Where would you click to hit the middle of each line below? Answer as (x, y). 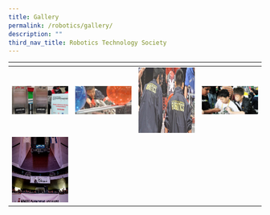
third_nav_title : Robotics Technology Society (88, 43)
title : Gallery (34, 17)
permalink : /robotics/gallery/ (61, 25)
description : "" (35, 34)
